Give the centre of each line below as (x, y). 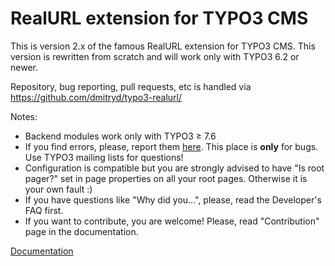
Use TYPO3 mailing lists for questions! (104, 157)
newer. (24, 67)
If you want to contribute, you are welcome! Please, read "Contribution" (172, 221)
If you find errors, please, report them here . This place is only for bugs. (171, 146)
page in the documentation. (81, 231)
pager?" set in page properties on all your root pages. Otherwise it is (166, 178)
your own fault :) (58, 189)
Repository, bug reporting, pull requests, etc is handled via (131, 86)
